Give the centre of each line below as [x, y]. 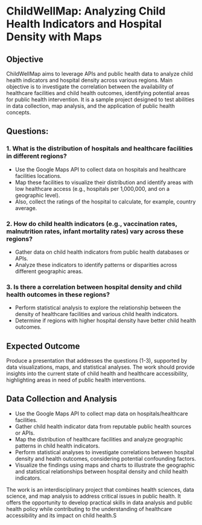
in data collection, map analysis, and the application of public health [91, 106]
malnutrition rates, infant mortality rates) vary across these [95, 231]
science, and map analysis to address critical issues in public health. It [93, 496]
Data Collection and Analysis [62, 399]
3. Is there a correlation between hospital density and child [94, 287]
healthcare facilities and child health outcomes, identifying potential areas [98, 93]
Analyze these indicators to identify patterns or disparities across [96, 265]
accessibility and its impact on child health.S [62, 515]
